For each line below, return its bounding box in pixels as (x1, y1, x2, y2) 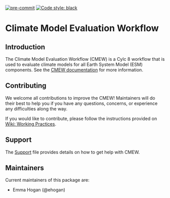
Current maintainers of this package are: (5, 177, 90, 183)
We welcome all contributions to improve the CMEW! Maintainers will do (5, 95, 155, 101)
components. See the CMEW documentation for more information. (5, 67, 143, 73)
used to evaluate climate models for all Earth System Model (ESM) (5, 61, 143, 67)
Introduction (5, 43, 46, 51)
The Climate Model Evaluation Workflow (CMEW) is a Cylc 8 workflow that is (5, 56, 165, 62)
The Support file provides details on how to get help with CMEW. (5, 149, 140, 155)
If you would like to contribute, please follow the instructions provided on (5, 115, 157, 122)
